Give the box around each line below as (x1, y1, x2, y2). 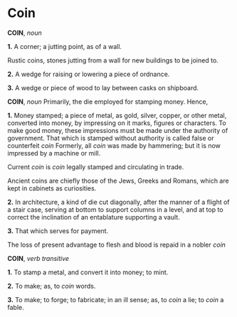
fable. (7, 303, 24, 311)
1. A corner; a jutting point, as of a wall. (7, 42, 122, 50)
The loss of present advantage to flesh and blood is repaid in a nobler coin (7, 240, 226, 249)
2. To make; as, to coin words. (7, 281, 96, 290)
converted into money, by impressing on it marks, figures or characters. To (7, 119, 226, 127)
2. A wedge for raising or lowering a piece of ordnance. (7, 70, 170, 78)
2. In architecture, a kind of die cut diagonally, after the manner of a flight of (7, 198, 230, 206)
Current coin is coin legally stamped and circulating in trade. (7, 162, 184, 171)
